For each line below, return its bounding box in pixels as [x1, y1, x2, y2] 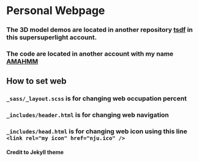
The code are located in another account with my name [6, 50, 174, 58]
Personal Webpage [6, 4, 105, 18]
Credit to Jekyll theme [6, 148, 64, 156]
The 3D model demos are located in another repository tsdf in [6, 26, 193, 34]
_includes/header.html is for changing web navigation [6, 111, 170, 119]
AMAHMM [6, 57, 39, 66]
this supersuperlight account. [6, 33, 97, 42]
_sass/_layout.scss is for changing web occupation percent [6, 94, 187, 103]
